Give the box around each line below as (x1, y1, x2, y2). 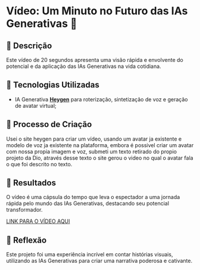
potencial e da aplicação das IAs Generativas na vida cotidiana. (6, 63, 162, 70)
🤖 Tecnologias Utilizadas (6, 80, 99, 90)
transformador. (6, 206, 43, 213)
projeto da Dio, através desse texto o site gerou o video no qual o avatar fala (6, 154, 193, 162)
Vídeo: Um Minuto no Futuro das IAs (6, 4, 188, 18)
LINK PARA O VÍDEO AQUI (6, 218, 70, 225)
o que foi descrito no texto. (6, 160, 73, 167)
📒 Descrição (6, 41, 52, 51)
